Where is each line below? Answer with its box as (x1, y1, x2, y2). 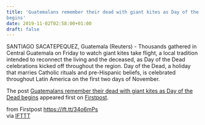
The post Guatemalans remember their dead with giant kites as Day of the (6, 87, 193, 95)
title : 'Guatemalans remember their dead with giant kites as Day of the (6, 9, 199, 15)
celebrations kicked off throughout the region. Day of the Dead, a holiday (6, 63, 191, 70)
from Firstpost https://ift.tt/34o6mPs (6, 105, 98, 113)
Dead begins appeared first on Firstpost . (6, 94, 109, 101)
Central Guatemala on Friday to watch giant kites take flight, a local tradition (6, 50, 198, 57)
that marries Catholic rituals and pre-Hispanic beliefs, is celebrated (6, 69, 176, 77)
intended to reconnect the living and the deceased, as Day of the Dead (6, 56, 185, 63)
